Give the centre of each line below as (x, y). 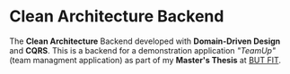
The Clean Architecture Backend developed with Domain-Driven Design (145, 41)
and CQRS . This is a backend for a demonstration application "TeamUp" (143, 50)
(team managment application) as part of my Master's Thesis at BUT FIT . (145, 60)
